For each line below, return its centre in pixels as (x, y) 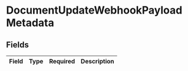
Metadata (30, 23)
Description (98, 61)
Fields (18, 45)
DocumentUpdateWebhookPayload (94, 10)
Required (62, 61)
